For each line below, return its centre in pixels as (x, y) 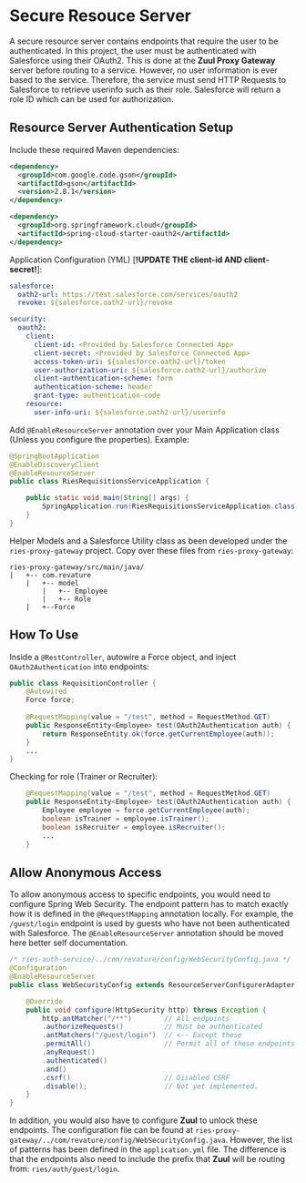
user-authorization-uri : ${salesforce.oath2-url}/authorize (150, 370)
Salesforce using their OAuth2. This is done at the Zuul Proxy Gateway (143, 60)
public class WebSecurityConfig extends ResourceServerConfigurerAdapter (153, 984)
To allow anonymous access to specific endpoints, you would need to (140, 894)
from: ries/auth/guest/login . (65, 1169)
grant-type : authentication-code (97, 396)
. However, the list (259, 1140)
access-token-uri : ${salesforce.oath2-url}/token (129, 362)
